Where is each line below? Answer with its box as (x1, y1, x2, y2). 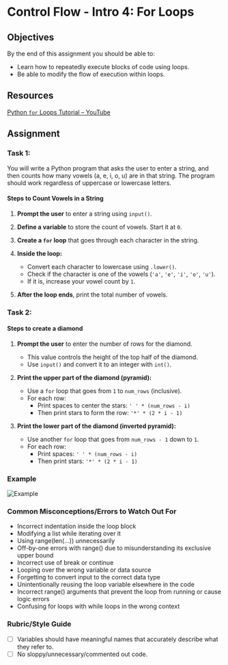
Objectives (7, 32, 55, 43)
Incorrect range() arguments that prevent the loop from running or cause (16, 588, 222, 596)
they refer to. (16, 642, 54, 651)
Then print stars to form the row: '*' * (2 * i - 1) (37, 408, 183, 416)
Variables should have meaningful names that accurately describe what (16, 635, 218, 643)
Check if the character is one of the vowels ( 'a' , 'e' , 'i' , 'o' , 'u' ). (27, 270, 216, 278)
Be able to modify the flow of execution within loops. (16, 70, 165, 78)
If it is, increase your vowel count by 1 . (27, 277, 136, 285)
